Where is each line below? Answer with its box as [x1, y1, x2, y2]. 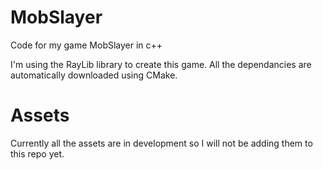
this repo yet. [10, 147, 65, 160]
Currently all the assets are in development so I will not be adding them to [10, 137, 313, 149]
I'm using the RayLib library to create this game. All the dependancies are [10, 58, 312, 70]
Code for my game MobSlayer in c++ [10, 39, 163, 51]
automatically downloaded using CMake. [10, 69, 178, 81]
